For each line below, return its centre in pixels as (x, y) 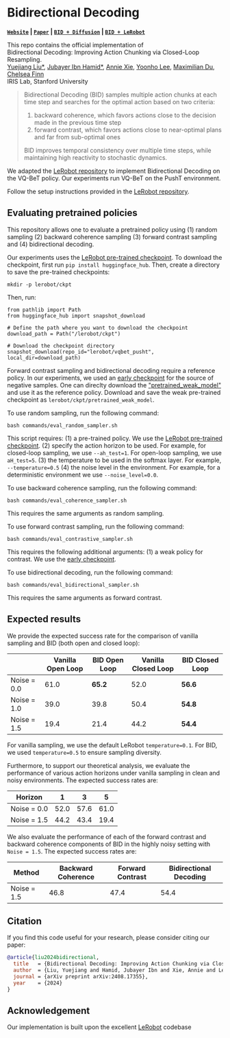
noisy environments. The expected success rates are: (83, 780)
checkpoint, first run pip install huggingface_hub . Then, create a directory (114, 265)
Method (26, 872)
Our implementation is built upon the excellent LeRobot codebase (99, 1027)
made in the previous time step (78, 122)
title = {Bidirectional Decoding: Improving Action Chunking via (112, 964)
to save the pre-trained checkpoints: (59, 271)
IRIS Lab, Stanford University (48, 81)
